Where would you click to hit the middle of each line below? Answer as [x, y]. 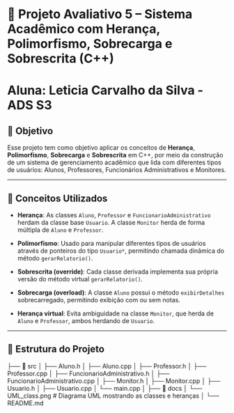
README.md [25, 403]
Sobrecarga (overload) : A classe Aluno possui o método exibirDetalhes [121, 293]
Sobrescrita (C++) [61, 59]
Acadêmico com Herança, [84, 29]
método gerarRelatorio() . [55, 258]
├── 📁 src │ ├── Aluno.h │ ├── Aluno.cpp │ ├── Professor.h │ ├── [107, 366]
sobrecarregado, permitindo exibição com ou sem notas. [99, 300]
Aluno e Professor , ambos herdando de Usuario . [86, 321]
